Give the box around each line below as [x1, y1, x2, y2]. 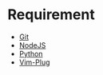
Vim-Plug [18, 57, 50, 67]
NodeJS [18, 40, 46, 49]
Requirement [7, 6, 95, 24]
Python [18, 49, 43, 58]
